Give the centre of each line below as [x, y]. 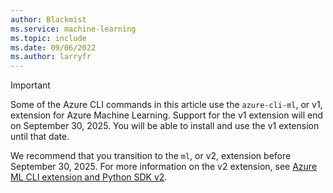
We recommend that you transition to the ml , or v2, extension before [151, 156]
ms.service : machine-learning [73, 29]
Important [30, 85]
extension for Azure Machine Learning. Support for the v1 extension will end [167, 115]
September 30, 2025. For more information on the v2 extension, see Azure [164, 167]
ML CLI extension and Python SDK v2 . [89, 177]
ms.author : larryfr [51, 57]
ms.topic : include [48, 38]
